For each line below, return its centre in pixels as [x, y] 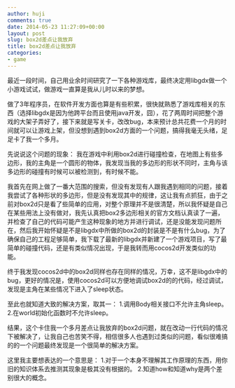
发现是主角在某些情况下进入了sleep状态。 [67, 289]
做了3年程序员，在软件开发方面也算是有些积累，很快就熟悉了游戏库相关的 [113, 104]
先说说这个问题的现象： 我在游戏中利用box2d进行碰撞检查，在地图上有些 [112, 154]
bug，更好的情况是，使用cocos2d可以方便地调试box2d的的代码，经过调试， [117, 280]
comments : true [29, 20]
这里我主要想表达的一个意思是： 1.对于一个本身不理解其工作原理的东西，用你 [117, 360]
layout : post [26, 33]
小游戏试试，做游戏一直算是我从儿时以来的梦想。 [78, 89]
